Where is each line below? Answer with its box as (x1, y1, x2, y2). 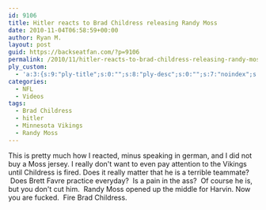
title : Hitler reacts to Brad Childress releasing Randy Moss (8, 19, 218, 27)
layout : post (8, 41, 51, 49)
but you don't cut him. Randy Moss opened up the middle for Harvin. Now (8, 184, 251, 193)
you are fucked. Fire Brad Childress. (8, 193, 128, 202)
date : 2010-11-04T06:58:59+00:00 (8, 26, 119, 34)
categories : (8, 77, 47, 85)
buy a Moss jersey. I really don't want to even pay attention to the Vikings (8, 159, 247, 168)
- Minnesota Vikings (15, 122, 83, 129)
